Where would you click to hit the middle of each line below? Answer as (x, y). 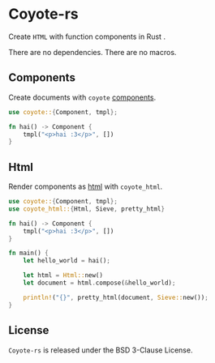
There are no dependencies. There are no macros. (92, 52)
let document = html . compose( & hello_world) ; (99, 283)
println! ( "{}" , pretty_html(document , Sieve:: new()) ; (116, 297)
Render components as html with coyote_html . (86, 186)
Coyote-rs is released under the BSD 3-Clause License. (101, 350)
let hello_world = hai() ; (67, 261)
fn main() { (28, 253)
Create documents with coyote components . (82, 97)
